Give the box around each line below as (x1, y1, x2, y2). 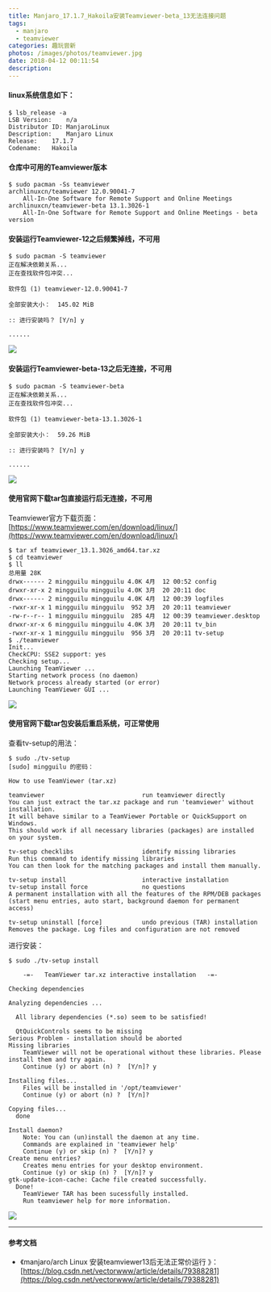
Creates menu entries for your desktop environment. (23, 1161, 204, 1169)
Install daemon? (8, 1126, 63, 1135)
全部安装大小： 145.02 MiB (8, 300, 94, 309)
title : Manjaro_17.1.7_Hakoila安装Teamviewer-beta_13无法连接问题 (8, 11, 227, 20)
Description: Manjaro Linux (8, 130, 114, 138)
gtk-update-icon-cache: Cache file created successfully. (8, 1176, 207, 1184)
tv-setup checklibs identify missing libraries (8, 847, 236, 856)
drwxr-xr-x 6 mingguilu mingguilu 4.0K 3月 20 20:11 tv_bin (8, 620, 217, 628)
